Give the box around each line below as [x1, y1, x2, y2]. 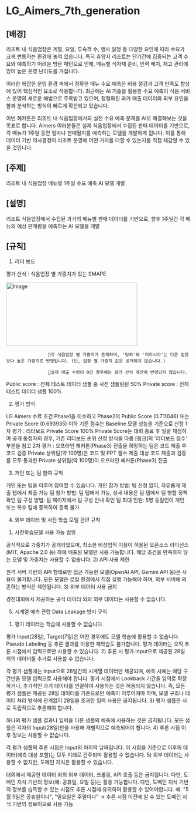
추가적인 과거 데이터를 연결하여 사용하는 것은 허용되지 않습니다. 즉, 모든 [23, 683, 185, 690]
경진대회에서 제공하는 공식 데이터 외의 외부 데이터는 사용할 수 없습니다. [6, 596, 167, 603]
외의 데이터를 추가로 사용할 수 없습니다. [6, 655, 95, 662]
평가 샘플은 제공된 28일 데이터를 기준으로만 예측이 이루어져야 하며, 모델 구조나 [6, 690, 184, 697]
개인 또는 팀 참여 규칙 [14, 469, 63, 476]
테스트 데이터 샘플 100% [6, 388, 62, 395]
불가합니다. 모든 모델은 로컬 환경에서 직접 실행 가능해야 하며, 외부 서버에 [16, 576, 181, 583]
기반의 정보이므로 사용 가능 [12, 801, 74, 808]
